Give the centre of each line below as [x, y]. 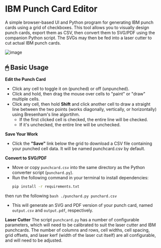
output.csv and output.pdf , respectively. [52, 210]
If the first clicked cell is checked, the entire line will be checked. [84, 119]
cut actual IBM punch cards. [33, 43]
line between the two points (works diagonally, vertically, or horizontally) [84, 109]
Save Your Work [22, 134]
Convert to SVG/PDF [26, 158]
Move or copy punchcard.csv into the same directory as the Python [78, 167]
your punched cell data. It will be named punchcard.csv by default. [79, 148]
